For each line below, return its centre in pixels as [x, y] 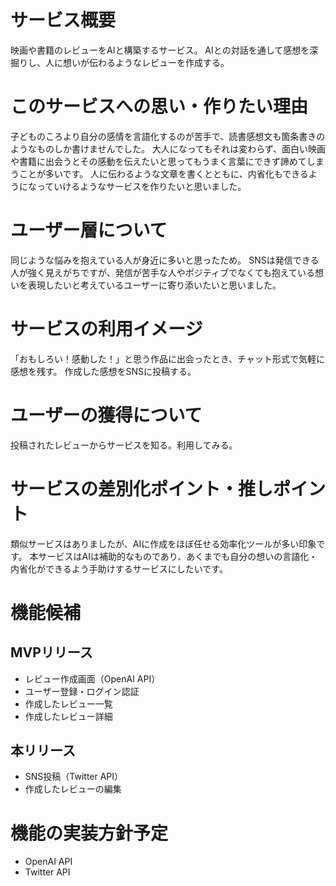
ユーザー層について [89, 230]
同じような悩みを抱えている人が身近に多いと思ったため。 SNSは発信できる [165, 260]
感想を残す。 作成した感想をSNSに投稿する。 [103, 371]
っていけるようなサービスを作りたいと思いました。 [141, 186]
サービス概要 [63, 20]
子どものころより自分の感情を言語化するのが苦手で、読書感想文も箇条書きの [168, 136]
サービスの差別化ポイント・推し [142, 488]
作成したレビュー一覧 [68, 703]
